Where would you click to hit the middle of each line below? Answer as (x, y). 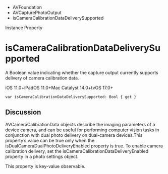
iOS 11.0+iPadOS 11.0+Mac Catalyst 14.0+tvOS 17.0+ (59, 88)
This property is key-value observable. (45, 166)
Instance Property (24, 28)
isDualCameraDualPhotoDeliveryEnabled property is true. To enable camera (84, 146)
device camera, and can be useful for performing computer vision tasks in (82, 130)
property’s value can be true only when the (50, 140)
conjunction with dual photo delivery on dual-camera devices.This (74, 135)
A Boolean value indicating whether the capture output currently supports (82, 72)
